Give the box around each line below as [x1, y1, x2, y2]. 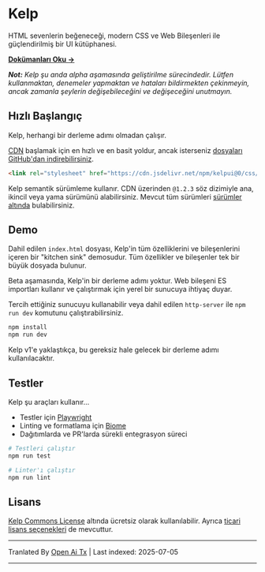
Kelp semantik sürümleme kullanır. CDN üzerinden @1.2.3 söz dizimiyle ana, [8, 183, 254, 193]
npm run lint [8, 473, 51, 481]
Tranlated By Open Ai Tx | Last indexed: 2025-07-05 [8, 548, 179, 557]
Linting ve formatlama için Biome [19, 421, 126, 430]
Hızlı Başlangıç [8, 110, 83, 123]
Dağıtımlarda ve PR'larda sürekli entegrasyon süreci [19, 429, 188, 439]
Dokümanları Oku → [8, 54, 75, 64]
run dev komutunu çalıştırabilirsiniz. [8, 308, 124, 318]
